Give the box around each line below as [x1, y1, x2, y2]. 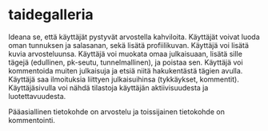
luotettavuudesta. [8, 91, 66, 101]
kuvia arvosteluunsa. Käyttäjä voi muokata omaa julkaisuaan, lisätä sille [8, 49, 242, 58]
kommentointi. [8, 115, 56, 125]
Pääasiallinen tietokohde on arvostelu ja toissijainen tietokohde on [8, 106, 226, 117]
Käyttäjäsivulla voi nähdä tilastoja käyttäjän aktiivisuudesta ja [8, 82, 209, 93]
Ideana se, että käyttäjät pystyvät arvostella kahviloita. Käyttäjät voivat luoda [8, 32, 260, 42]
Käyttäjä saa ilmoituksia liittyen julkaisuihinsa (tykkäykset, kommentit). [8, 74, 240, 84]
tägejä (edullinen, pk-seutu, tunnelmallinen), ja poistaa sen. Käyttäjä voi [8, 58, 243, 67]
